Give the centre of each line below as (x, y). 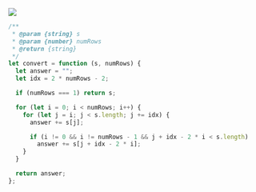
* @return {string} (44, 49)
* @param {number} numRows (57, 41)
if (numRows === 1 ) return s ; (66, 93)
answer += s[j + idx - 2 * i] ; (89, 144)
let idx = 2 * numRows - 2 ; (62, 79)
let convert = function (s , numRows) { (75, 64)
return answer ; (41, 174)
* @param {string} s (46, 34)
